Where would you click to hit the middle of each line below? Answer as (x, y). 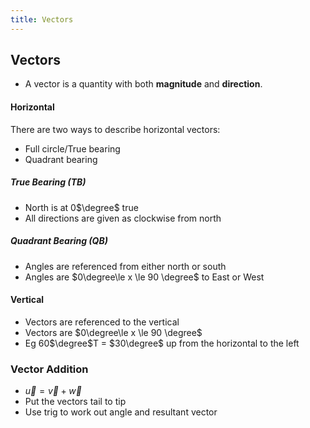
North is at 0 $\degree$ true (81, 207)
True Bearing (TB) (48, 182)
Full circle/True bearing (72, 148)
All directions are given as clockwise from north (123, 218)
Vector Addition (49, 369)
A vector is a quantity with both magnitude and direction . (143, 84)
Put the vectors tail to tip (75, 402)
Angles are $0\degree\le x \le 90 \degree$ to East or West (144, 277)
